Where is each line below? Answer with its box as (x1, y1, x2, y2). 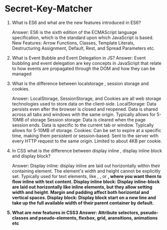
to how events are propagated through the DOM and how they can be (11, 65, 155, 71)
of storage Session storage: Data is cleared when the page (24, 116, 146, 122)
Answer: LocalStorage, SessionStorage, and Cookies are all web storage (11, 95, 161, 101)
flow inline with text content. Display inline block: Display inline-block (11, 178, 160, 184)
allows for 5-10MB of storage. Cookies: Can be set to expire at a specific (11, 127, 161, 133)
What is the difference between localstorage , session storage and (11, 80, 149, 86)
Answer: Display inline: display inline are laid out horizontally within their (11, 162, 160, 168)
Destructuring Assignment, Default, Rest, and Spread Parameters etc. (11, 45, 155, 51)
